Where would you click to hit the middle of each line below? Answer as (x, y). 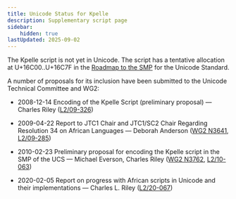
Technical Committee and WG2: (54, 89)
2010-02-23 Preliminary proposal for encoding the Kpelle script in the (118, 152)
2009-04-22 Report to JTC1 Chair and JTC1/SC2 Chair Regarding (112, 123)
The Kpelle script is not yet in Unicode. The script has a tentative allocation (116, 60)
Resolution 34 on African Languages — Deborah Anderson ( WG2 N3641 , (123, 131)
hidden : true (39, 33)
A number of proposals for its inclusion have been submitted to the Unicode (117, 81)
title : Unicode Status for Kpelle (58, 14)
